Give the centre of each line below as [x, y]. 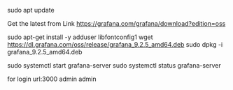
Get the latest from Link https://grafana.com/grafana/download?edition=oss [116, 23]
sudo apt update [31, 10]
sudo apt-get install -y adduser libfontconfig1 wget [80, 37]
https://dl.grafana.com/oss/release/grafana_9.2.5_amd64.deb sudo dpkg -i [115, 44]
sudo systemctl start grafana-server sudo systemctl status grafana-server [114, 65]
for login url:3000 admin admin [52, 79]
